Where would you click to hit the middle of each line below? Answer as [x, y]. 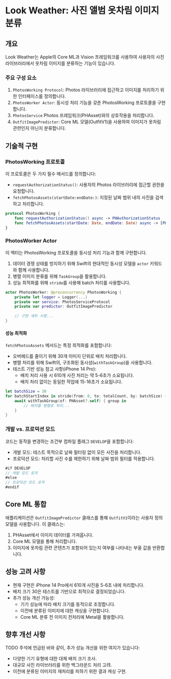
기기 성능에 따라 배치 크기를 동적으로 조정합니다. [68, 604]
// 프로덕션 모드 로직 [25, 483]
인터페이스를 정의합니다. [42, 96]
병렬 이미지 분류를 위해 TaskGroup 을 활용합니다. [60, 276]
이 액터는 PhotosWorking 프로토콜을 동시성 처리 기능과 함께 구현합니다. [76, 252]
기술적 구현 [22, 146]
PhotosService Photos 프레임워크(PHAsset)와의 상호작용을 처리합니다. [83, 115]
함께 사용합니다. [34, 270]
